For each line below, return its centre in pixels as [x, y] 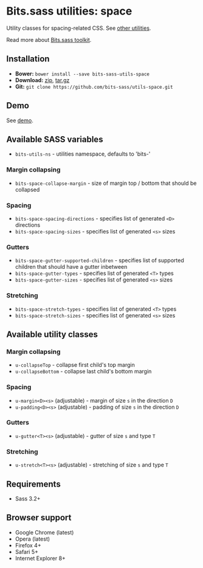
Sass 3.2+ [28, 498]
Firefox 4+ [28, 545]
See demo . [20, 120]
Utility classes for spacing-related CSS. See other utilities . [79, 28]
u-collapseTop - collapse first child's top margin [75, 365]
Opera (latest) [33, 539]
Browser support [39, 518]
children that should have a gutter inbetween [71, 267]
